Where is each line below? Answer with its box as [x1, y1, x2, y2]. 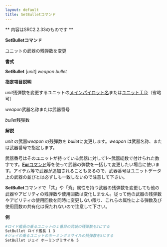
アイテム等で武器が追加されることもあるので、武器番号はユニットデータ [13, 167, 162, 173]
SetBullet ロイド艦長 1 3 [5, 228, 55, 233]
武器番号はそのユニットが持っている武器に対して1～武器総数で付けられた [5, 155, 156, 161]
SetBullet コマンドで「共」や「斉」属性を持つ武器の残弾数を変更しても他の [5, 184, 160, 190]
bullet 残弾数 [5, 117, 30, 123]
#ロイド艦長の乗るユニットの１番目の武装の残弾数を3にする [5, 224, 110, 229]
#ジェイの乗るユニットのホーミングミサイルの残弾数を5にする [5, 233, 114, 238]
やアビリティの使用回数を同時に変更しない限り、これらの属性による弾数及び [5, 197, 162, 203]
